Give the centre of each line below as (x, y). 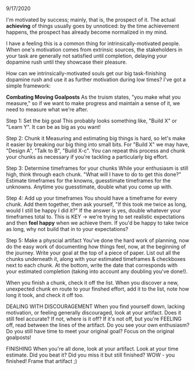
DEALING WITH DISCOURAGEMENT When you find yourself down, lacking (95, 306)
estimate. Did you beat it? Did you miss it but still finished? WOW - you (91, 355)
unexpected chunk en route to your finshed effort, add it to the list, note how (97, 289)
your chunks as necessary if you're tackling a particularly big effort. (87, 157)
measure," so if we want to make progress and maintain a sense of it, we (93, 103)
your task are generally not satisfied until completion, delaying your (87, 56)
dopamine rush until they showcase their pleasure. (67, 62)
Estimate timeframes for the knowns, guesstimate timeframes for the (88, 181)
